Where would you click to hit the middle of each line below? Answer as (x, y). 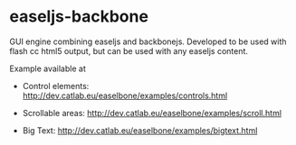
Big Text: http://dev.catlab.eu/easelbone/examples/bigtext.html (140, 130)
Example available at (48, 68)
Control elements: (56, 86)
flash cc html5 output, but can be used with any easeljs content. (129, 50)
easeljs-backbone (79, 17)
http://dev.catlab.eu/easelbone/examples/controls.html (125, 95)
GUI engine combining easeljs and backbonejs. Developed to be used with (148, 41)
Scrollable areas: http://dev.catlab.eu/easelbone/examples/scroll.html (152, 113)
